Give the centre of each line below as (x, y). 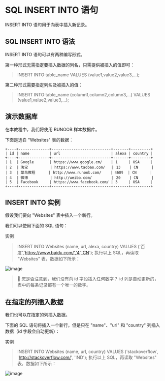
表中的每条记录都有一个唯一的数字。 (54, 285)
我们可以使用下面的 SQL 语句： (36, 226)
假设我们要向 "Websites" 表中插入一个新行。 (50, 215)
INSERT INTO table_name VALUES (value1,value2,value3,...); (78, 75)
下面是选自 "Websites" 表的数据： (39, 140)
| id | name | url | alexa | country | (79, 153)
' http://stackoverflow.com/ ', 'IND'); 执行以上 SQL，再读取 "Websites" (87, 357)
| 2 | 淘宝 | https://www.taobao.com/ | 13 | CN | (79, 167)
